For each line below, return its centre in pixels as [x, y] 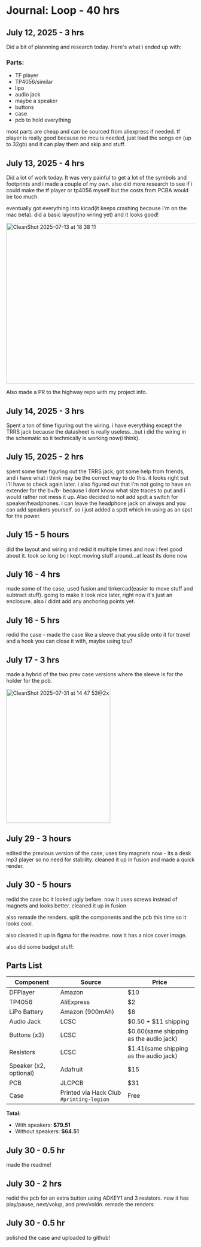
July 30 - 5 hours [39, 885]
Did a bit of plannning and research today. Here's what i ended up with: [94, 47]
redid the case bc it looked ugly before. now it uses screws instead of [92, 899]
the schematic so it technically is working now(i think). [73, 438]
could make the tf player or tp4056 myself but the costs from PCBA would [98, 190]
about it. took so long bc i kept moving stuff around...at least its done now [97, 555]
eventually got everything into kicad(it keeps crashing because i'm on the [97, 208]
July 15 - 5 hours [38, 535]
